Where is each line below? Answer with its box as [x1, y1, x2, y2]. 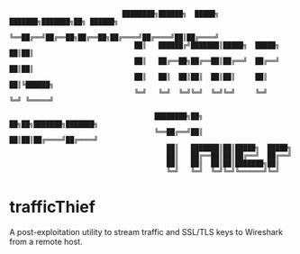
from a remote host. [9, 236, 83, 247]
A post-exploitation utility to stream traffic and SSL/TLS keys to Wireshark [9, 226, 284, 237]
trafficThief [9, 197, 96, 217]
